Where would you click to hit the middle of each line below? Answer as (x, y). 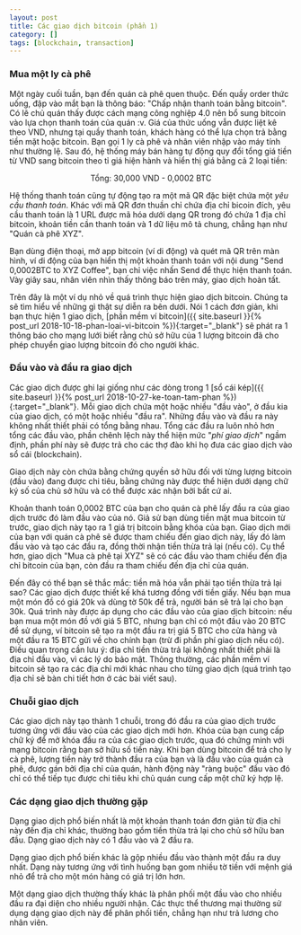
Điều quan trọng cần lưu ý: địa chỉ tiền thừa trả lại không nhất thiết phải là (145, 649)
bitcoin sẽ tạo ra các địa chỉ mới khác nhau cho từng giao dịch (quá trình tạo (150, 668)
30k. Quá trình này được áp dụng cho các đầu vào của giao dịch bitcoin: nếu (151, 611)
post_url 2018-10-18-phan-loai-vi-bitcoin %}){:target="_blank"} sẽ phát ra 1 (149, 325)
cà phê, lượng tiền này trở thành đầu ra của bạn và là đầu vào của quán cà (146, 759)
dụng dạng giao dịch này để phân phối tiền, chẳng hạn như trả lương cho (144, 913)
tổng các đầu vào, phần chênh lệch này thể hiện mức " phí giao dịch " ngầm (148, 435)
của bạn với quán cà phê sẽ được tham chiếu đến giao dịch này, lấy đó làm (147, 536)
